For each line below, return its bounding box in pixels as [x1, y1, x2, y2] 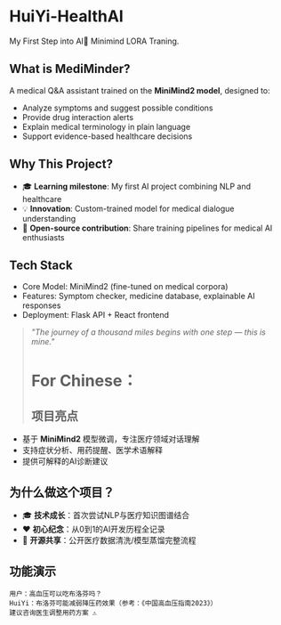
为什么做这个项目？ [9, 484, 115, 499]
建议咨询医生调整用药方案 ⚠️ [9, 608, 98, 617]
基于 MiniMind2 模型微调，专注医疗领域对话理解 [21, 434, 200, 444]
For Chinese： [30, 370, 138, 391]
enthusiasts [21, 231, 65, 242]
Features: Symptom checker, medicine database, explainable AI [21, 291, 255, 302]
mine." [30, 337, 55, 347]
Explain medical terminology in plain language [21, 121, 191, 132]
